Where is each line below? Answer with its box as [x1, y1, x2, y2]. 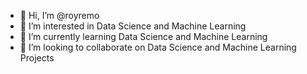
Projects [19, 52, 55, 64]
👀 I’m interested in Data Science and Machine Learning [19, 20, 247, 32]
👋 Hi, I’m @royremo [19, 10, 100, 21]
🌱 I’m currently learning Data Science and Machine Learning [19, 31, 268, 42]
